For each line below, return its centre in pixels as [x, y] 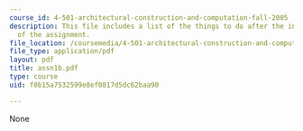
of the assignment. [54, 34]
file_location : [38, 43]
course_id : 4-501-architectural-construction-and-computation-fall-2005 [149, 18]
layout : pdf [32, 60]
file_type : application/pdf [62, 51]
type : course [34, 77]
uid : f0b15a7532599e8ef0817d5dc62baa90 [84, 85]
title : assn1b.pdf [44, 69]
